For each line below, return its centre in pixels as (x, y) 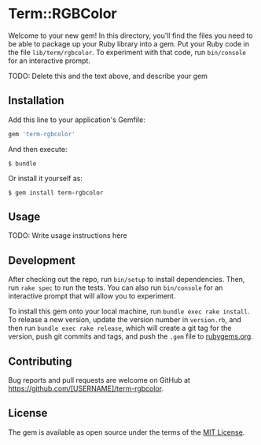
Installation (36, 100)
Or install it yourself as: (45, 178)
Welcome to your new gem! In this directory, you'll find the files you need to (130, 35)
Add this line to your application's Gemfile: (77, 120)
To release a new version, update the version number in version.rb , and (125, 320)
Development (42, 260)
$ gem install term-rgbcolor (56, 193)
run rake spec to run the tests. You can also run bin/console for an (116, 287)
